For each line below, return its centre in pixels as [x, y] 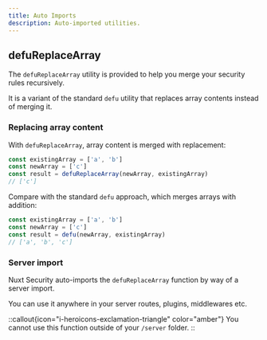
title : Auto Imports [43, 16]
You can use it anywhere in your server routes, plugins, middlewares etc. [128, 303]
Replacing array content [56, 127]
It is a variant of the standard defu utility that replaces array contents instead [133, 98]
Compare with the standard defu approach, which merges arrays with [122, 197]
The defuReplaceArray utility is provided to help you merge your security [127, 74]
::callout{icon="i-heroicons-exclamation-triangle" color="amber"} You [124, 319]
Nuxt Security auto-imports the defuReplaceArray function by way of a [124, 279]
